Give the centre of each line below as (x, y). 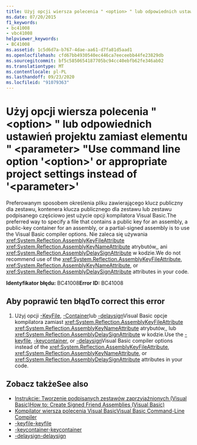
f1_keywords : (22, 22)
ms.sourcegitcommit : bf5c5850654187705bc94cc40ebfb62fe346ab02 (85, 61)
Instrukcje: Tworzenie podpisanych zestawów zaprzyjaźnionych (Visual (101, 398)
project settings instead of (72, 174)
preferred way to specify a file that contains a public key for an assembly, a (97, 222)
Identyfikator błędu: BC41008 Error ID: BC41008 (65, 283)
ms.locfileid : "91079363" (38, 83)
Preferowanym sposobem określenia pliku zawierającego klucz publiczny (95, 203)
